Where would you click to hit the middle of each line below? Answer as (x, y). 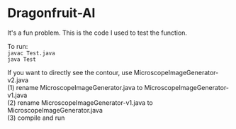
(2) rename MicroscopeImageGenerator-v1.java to (80, 102)
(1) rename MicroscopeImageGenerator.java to (75, 87)
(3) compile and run (36, 118)
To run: (18, 46)
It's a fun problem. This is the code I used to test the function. (97, 33)
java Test (22, 59)
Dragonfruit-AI (51, 13)
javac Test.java (31, 53)
